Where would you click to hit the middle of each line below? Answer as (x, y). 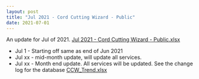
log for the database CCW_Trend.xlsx (61, 70)
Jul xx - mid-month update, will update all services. (78, 58)
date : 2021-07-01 (28, 23)
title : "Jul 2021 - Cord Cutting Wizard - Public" (71, 17)
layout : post (22, 12)
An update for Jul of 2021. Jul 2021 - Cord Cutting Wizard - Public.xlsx (93, 40)
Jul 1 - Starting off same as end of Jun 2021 (69, 51)
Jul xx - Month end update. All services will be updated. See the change (104, 64)
